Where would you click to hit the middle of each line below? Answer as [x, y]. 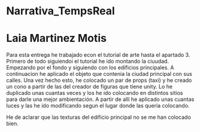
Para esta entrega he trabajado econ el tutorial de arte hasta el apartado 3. [98, 55]
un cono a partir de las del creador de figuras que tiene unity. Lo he [89, 87]
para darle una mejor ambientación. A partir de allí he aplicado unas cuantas [100, 99]
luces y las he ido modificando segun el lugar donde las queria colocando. [98, 106]
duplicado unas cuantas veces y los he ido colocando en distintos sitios [95, 93]
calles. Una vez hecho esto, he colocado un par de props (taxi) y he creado [99, 80]
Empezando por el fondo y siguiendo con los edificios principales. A [90, 67]
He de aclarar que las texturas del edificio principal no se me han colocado [99, 117]
